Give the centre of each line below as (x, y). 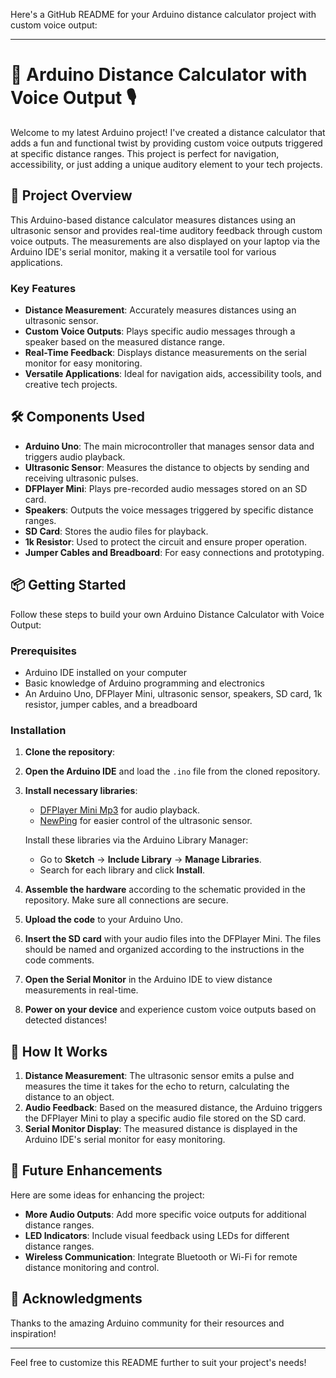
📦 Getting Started (68, 585)
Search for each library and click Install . (122, 870)
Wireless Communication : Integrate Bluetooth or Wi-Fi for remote (161, 1256)
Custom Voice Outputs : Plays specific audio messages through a (160, 331)
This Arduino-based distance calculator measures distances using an (153, 220)
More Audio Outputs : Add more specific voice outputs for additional (165, 1214)
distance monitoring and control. (92, 1267)
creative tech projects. (71, 385)
